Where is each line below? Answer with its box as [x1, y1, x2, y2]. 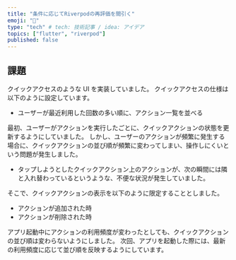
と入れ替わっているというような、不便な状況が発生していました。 [17, 174, 210, 182]
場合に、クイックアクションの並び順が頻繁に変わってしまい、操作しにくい [7, 141, 223, 149]
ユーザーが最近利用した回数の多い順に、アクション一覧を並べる [17, 108, 203, 117]
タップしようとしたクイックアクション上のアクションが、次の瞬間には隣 [17, 165, 228, 173]
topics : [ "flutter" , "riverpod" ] [7, 30, 106, 37]
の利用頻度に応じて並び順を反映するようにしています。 [7, 245, 168, 254]
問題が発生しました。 [19, 150, 82, 158]
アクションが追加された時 [17, 203, 93, 212]
